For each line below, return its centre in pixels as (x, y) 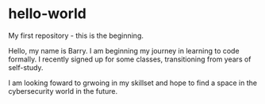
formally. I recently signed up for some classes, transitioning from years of (130, 59)
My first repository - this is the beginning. (76, 35)
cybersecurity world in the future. (63, 91)
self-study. (26, 67)
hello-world (48, 14)
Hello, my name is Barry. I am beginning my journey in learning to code (124, 50)
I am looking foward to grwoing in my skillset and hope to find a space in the (133, 83)
